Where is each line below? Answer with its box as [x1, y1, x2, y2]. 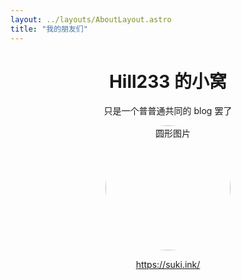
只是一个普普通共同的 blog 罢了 [103, 105, 233, 117]
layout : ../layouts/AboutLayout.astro [10, 14, 172, 25]
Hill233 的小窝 [108, 70, 228, 93]
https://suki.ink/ [135, 259, 201, 271]
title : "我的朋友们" [10, 24, 88, 34]
